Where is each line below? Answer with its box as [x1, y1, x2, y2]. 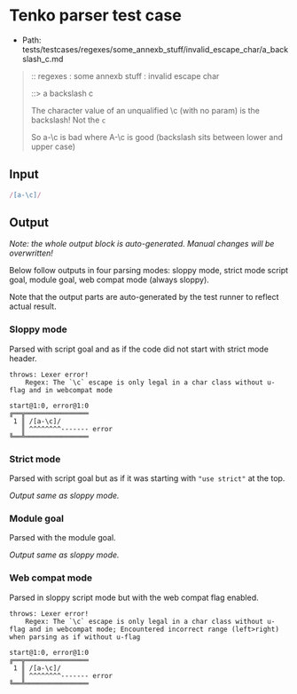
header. [9, 352, 37, 364]
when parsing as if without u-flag [9, 632, 141, 642]
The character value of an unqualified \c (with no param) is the [30, 105, 260, 115]
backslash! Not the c [30, 114, 106, 125]
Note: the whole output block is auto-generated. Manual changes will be [9, 239, 275, 249]
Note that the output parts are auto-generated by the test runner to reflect [9, 292, 279, 303]
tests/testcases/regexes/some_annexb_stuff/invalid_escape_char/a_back [21, 43, 289, 54]
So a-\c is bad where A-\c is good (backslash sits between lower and [30, 131, 284, 142]
